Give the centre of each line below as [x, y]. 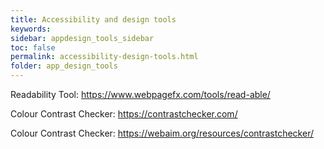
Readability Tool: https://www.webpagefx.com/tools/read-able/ [140, 94]
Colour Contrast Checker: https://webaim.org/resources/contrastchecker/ [162, 133]
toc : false [33, 47]
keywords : [31, 29]
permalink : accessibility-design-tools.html [104, 57]
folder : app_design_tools [64, 66]
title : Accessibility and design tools [93, 19]
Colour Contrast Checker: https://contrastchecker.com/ [124, 114]
